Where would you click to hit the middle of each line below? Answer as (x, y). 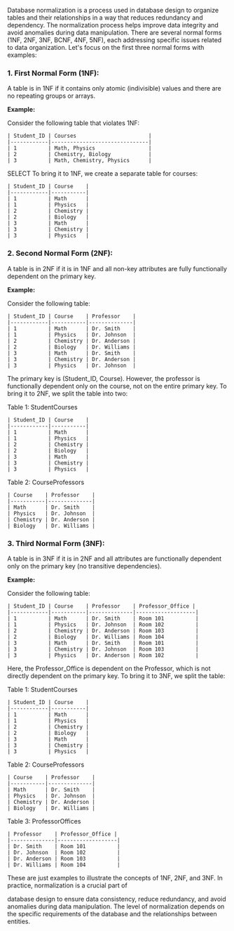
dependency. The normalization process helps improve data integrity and (113, 25)
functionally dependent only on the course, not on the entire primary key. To (117, 386)
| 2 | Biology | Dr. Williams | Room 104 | (103, 637)
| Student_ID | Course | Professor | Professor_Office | (102, 606)
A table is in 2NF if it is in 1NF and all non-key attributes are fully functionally (117, 268)
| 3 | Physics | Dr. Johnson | (72, 365)
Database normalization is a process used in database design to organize (113, 10)
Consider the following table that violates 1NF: (74, 123)
